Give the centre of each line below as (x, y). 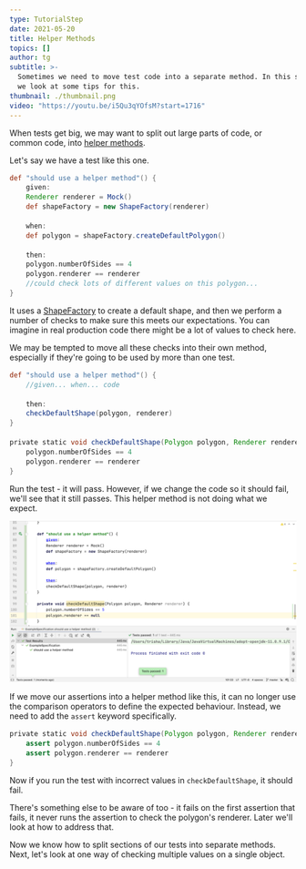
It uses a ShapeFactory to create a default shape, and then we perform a (146, 311)
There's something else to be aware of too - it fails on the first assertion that (153, 807)
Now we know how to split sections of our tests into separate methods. (143, 844)
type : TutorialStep (46, 19)
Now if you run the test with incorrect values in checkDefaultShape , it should (151, 780)
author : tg (30, 58)
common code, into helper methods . (77, 142)
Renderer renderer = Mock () (79, 197)
